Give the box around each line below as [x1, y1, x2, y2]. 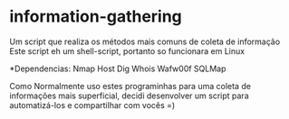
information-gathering [9, 6, 183, 27]
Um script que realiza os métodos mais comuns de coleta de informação [9, 36, 281, 47]
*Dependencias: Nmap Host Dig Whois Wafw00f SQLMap [9, 63, 226, 74]
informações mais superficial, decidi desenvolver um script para [9, 90, 249, 101]
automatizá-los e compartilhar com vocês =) [9, 99, 176, 110]
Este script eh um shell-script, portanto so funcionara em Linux [9, 45, 246, 56]
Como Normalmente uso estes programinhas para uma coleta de [9, 80, 252, 91]
